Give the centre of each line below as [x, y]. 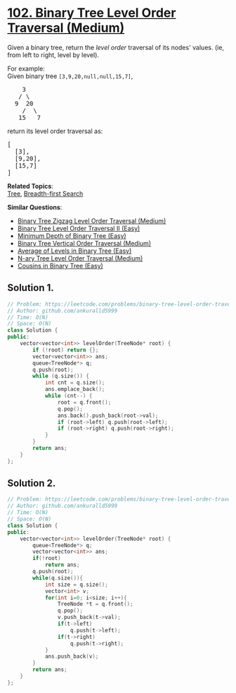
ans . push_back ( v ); [72, 656]
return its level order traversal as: [55, 131]
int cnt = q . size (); [75, 383]
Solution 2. [32, 483]
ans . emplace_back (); [75, 389]
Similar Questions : [35, 207]
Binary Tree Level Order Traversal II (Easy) [79, 228]
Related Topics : [31, 186]
